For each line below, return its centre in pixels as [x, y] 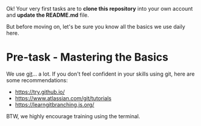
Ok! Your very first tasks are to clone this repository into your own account [100, 9]
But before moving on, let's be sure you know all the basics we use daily [96, 27]
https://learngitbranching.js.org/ [54, 104]
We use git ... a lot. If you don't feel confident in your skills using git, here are [100, 74]
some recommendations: [37, 80]
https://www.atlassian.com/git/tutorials [63, 98]
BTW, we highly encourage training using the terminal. [73, 116]
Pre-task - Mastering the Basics [87, 57]
